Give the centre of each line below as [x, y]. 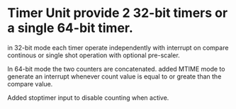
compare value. [30, 84]
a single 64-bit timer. [70, 28]
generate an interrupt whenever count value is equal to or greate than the [114, 76]
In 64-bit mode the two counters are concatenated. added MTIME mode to [116, 69]
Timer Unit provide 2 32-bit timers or [118, 13]
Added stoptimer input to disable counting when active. [88, 98]
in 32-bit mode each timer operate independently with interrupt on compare [118, 47]
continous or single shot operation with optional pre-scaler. [94, 55]
